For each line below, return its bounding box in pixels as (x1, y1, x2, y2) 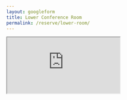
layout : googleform (6, 8, 55, 15)
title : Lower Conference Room (6, 14, 82, 20)
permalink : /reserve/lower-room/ (6, 20, 90, 26)
